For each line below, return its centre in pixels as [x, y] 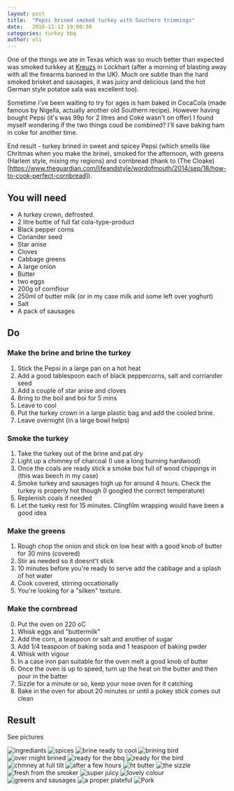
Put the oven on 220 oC [51, 624]
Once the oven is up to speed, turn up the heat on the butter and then [117, 669]
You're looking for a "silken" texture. [70, 590]
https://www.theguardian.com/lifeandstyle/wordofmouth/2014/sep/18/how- [118, 168]
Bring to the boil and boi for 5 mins [67, 398]
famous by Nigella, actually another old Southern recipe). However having [114, 110]
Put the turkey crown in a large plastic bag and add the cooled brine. [116, 412]
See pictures [25, 737]
